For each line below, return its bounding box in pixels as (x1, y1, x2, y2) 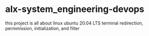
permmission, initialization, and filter (5, 25, 80, 31)
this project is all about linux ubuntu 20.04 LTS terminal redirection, (5, 20, 143, 26)
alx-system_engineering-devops (5, 3, 144, 15)
